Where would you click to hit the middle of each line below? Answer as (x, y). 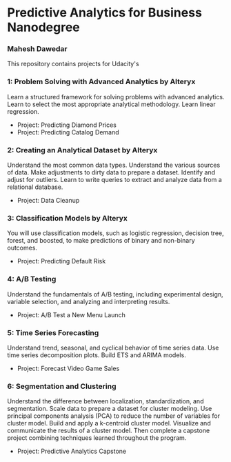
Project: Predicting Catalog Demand (68, 132)
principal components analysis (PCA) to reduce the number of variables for (114, 416)
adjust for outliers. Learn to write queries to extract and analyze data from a (114, 180)
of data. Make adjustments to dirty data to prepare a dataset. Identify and (111, 172)
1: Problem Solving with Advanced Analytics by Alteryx (101, 82)
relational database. (35, 187)
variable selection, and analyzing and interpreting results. (89, 301)
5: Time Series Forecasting (53, 332)
